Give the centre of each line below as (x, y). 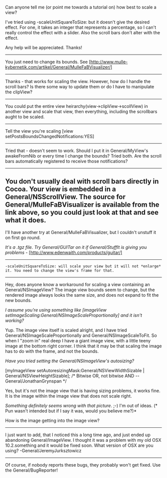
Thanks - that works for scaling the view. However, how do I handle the (78, 81)
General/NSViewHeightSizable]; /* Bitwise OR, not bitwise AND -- (72, 376)
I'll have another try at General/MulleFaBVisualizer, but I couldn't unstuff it (81, 232)
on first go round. (23, 238)
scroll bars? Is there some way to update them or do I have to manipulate (80, 87)
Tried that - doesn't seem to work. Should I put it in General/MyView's (77, 151)
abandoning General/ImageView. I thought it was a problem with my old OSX (83, 440)
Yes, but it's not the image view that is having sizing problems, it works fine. (83, 391)
